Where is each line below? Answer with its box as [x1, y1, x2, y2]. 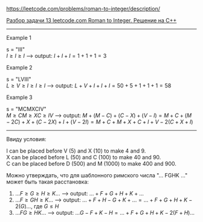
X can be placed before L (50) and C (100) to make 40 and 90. [6, 154, 161, 160]
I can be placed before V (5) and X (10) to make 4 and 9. [6, 147, 146, 154]
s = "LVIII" [6, 75, 31, 83]
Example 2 [6, 64, 33, 71]
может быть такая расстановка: [6, 178, 89, 185]
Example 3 [6, 94, 33, 101]
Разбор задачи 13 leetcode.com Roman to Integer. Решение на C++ [6, 17, 177, 24]
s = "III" [6, 46, 25, 53]
